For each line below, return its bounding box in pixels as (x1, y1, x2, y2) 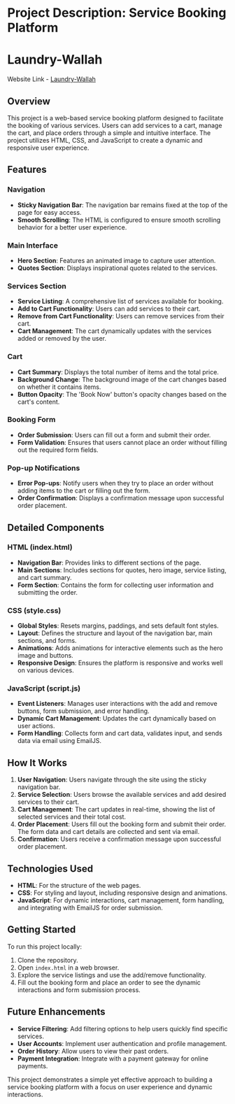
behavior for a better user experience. (17, 222, 127, 232)
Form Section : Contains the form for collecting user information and (17, 581, 214, 589)
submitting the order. (17, 588, 78, 596)
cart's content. (17, 397, 60, 406)
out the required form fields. (17, 446, 99, 454)
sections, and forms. (17, 637, 77, 645)
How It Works (7, 757, 68, 769)
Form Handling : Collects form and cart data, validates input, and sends (17, 729, 222, 737)
